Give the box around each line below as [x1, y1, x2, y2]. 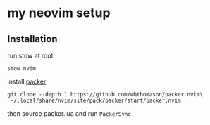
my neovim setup [7, 5, 111, 21]
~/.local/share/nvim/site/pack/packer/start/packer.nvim [10, 97, 181, 104]
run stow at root [7, 51, 54, 60]
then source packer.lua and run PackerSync [7, 110, 132, 117]
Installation [7, 33, 58, 45]
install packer [7, 77, 47, 86]
